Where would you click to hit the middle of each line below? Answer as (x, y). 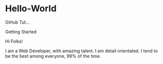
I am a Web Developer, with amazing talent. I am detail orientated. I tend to (81, 51)
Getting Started (21, 32)
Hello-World (31, 9)
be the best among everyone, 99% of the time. (53, 56)
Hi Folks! (14, 41)
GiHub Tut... (17, 22)
